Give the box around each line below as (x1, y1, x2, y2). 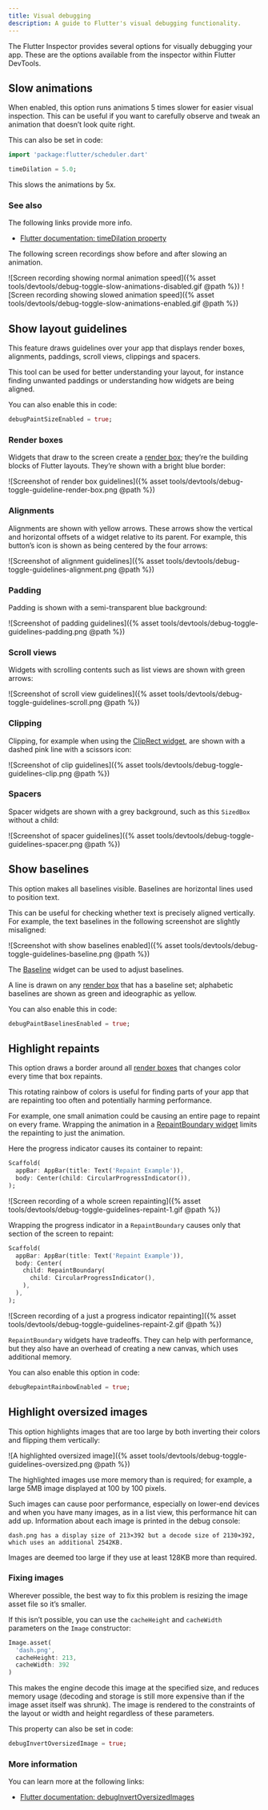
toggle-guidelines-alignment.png (8, 565, 118, 574)
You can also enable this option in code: (8, 1367, 140, 1377)
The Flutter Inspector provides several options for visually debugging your (8, 41, 253, 51)
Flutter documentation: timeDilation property (19, 233, 166, 243)
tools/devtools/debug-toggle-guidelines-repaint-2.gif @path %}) (8, 1319, 222, 1329)
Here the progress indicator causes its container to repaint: (8, 1144, 203, 1153)
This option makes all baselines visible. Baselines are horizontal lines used (8, 884, 254, 893)
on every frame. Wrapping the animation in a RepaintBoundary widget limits (8, 1120, 258, 1129)
